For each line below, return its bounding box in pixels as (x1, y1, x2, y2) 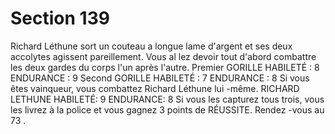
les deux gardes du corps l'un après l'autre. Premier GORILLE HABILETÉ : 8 (10, 61, 320, 73)
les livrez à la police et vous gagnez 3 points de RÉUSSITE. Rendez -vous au (10, 103, 325, 116)
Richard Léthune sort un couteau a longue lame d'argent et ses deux (10, 40, 293, 52)
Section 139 (10, 7, 110, 30)
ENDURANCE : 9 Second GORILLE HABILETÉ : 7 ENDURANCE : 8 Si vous (10, 72, 310, 84)
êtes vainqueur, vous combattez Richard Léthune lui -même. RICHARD (10, 82, 300, 94)
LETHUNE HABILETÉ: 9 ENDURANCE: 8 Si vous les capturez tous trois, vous (10, 93, 325, 105)
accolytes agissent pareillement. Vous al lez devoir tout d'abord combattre (10, 50, 317, 62)
